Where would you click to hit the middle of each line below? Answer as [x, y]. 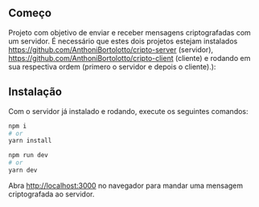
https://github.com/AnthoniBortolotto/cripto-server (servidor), [111, 49]
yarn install [30, 141]
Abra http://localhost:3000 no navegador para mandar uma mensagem [126, 185]
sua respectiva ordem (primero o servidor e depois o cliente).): [112, 67]
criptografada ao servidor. [51, 194]
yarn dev [23, 170]
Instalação [35, 92]
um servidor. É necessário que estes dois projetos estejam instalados [123, 41]
